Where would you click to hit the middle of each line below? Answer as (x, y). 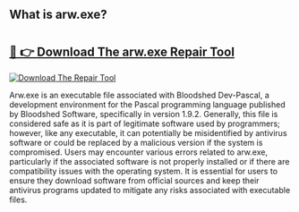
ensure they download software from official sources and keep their (134, 181)
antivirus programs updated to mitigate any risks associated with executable (150, 190)
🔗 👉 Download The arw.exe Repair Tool (122, 51)
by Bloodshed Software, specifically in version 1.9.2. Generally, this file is (144, 114)
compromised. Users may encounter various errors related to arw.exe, (139, 152)
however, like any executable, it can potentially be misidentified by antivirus (149, 133)
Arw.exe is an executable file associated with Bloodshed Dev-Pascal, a (140, 95)
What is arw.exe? (58, 15)
